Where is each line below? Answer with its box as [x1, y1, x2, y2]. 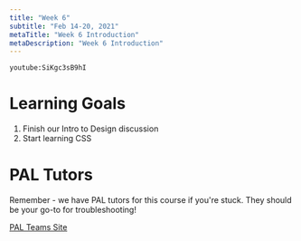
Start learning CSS [22, 133, 92, 144]
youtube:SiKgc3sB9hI [9, 63, 88, 72]
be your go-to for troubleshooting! [9, 205, 137, 216]
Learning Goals [9, 93, 127, 114]
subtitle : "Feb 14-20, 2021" [9, 22, 119, 31]
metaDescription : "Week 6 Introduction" [9, 38, 165, 48]
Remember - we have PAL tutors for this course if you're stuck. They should [9, 195, 292, 206]
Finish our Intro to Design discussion [22, 123, 159, 134]
